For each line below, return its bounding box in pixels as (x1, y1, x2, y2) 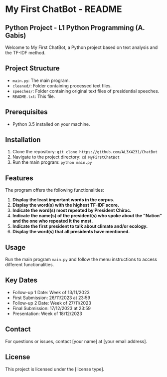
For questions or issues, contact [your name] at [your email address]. (5, 338, 148, 344)
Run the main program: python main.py (12, 159, 92, 165)
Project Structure (5, 64, 60, 73)
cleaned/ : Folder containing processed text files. (12, 82, 112, 88)
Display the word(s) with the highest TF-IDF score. (12, 202, 120, 208)
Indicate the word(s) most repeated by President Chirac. (12, 207, 132, 213)
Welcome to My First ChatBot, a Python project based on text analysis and (5, 44, 158, 50)
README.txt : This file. (12, 93, 55, 99)
